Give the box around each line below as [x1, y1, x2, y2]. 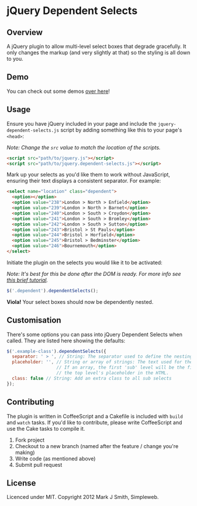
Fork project [15, 436, 45, 443]
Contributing [6, 397, 54, 407]
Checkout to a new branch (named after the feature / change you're [15, 442, 179, 449]
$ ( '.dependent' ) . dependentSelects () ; [6, 287, 99, 293]
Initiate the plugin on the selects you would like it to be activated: [6, 259, 163, 266]
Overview [6, 27, 43, 37]
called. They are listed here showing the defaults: [6, 337, 126, 344]
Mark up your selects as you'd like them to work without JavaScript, [6, 171, 170, 178]
